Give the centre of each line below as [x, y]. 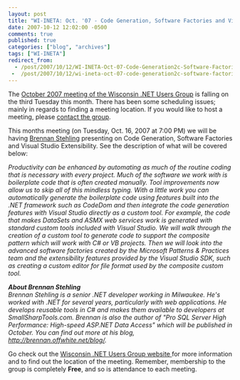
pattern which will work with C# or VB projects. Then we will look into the [115, 242]
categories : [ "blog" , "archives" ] [59, 47]
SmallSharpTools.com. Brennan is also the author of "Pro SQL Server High [117, 317]
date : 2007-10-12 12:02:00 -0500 [58, 27]
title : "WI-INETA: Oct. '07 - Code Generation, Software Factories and [116, 21]
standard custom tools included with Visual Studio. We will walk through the [120, 227]
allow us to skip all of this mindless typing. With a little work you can [109, 190]
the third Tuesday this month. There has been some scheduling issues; [112, 101]
